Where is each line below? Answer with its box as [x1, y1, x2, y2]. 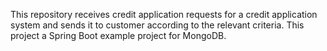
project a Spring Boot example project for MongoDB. [10, 30, 227, 41]
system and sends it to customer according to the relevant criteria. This [10, 19, 305, 31]
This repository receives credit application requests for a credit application [10, 9, 318, 20]
